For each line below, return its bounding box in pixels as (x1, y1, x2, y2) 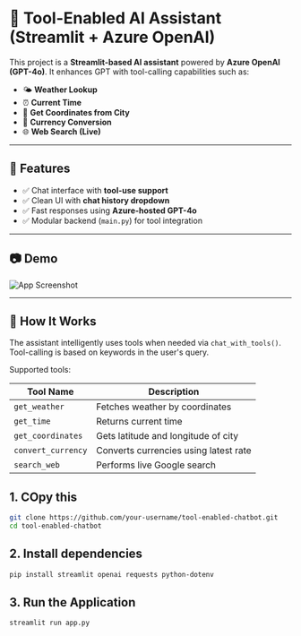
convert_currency (13, 445, 88, 456)
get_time (13, 417, 51, 426)
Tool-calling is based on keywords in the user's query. (9, 347, 210, 357)
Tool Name (26, 385, 74, 398)
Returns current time (95, 416, 183, 428)
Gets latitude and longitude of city (95, 430, 239, 443)
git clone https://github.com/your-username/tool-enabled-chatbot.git (9, 513, 279, 522)
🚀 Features (9, 161, 71, 176)
